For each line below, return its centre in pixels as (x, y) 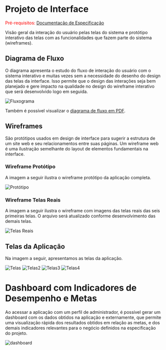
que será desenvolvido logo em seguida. (47, 91)
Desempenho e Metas (51, 299)
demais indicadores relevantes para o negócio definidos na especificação (81, 328)
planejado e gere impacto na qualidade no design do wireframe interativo (80, 86)
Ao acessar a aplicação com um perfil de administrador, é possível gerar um (83, 312)
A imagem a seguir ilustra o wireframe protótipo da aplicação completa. (78, 177)
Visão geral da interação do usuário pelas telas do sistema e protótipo (76, 32)
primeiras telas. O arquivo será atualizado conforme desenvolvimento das (81, 216)
